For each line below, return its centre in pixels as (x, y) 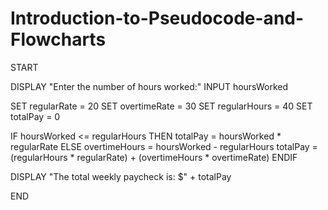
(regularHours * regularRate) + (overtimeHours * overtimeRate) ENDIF (154, 157)
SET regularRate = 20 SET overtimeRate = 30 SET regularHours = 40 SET (161, 106)
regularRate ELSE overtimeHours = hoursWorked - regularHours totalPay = (164, 146)
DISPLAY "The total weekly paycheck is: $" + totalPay (121, 176)
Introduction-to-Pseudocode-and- (157, 18)
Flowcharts (58, 39)
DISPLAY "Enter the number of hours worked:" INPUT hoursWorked (149, 86)
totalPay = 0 (35, 116)
